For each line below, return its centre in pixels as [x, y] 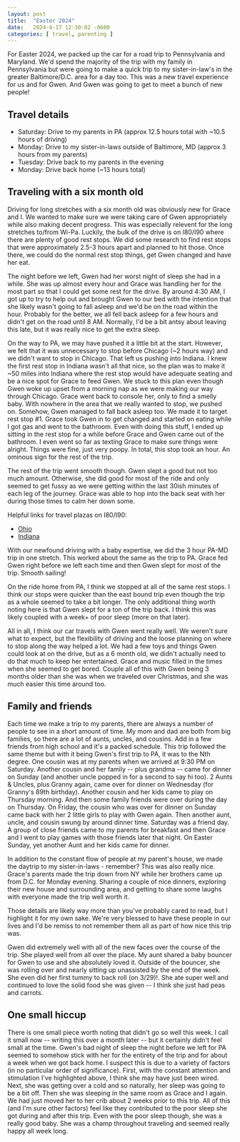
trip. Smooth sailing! [37, 572]
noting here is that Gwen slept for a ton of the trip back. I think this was [112, 609]
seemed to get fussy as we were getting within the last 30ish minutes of [113, 485]
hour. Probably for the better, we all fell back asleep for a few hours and [113, 314]
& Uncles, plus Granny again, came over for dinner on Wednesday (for [111, 784]
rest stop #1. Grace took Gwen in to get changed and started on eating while [120, 419]
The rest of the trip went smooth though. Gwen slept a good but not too [112, 470]
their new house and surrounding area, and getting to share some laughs [115, 889]
